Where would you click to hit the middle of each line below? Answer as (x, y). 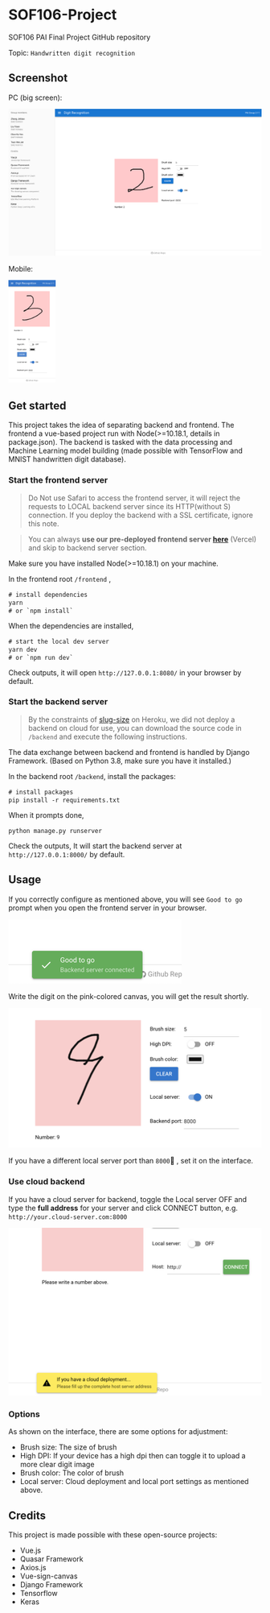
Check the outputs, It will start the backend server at (95, 846)
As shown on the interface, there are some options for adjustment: (118, 1432)
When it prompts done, (46, 815)
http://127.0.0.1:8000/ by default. (67, 854)
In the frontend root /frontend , (59, 578)
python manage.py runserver (55, 831)
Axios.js (33, 1568)
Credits (27, 1515)
